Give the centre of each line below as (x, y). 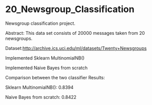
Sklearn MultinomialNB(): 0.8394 (40, 87)
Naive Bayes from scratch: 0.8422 (41, 97)
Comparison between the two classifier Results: (55, 77)
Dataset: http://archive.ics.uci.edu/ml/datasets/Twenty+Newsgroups (76, 48)
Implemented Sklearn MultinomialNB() (45, 58)
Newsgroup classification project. (40, 23)
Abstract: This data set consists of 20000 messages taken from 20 (75, 33)
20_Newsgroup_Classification (70, 9)
